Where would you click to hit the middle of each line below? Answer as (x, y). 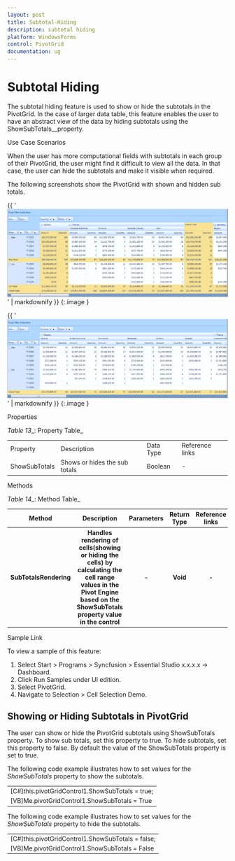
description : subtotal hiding (51, 29)
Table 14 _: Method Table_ (44, 499)
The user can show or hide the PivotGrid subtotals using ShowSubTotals (111, 733)
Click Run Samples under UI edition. (69, 679)
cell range (100, 577)
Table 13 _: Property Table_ (45, 430)
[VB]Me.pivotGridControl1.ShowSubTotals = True (81, 801)
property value (100, 614)
